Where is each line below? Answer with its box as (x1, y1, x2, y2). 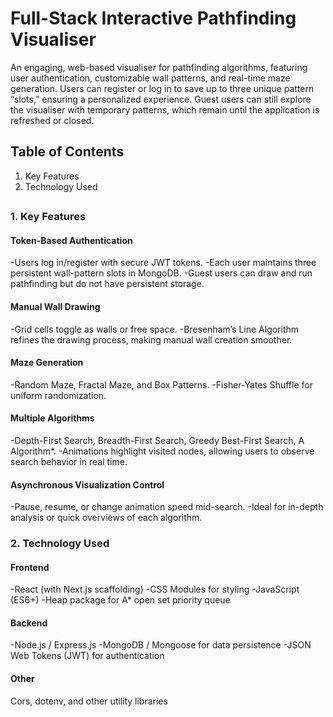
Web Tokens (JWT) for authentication (10, 650, 165, 662)
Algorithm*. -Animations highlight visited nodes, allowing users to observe (10, 445, 315, 457)
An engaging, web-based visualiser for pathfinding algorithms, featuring (10, 61, 308, 73)
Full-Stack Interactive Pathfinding (10, 7, 297, 30)
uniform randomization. (10, 389, 107, 401)
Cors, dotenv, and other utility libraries (10, 695, 168, 707)
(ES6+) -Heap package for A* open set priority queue (10, 594, 231, 606)
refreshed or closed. (10, 114, 95, 126)
